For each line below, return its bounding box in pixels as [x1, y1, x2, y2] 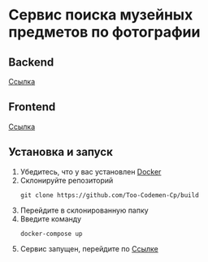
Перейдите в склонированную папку [19, 205, 149, 215]
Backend [8, 55, 54, 69]
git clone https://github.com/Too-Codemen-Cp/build [19, 191, 199, 200]
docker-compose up [19, 230, 83, 238]
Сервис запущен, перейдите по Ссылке [19, 243, 158, 253]
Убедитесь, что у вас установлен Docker [19, 166, 162, 176]
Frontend [8, 100, 56, 114]
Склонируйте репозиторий [19, 175, 114, 185]
